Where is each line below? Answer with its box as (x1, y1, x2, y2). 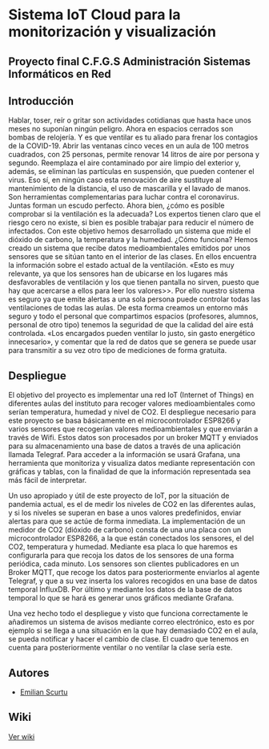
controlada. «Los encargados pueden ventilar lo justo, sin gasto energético (8, 329, 255, 338)
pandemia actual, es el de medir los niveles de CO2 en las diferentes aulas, (8, 500, 256, 509)
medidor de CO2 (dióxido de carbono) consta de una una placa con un (8, 525, 242, 535)
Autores (8, 666, 50, 679)
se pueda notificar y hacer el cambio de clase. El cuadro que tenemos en (8, 634, 250, 644)
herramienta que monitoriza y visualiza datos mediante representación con (8, 459, 255, 468)
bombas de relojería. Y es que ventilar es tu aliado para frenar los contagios (8, 132, 259, 142)
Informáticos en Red (8, 67, 112, 81)
